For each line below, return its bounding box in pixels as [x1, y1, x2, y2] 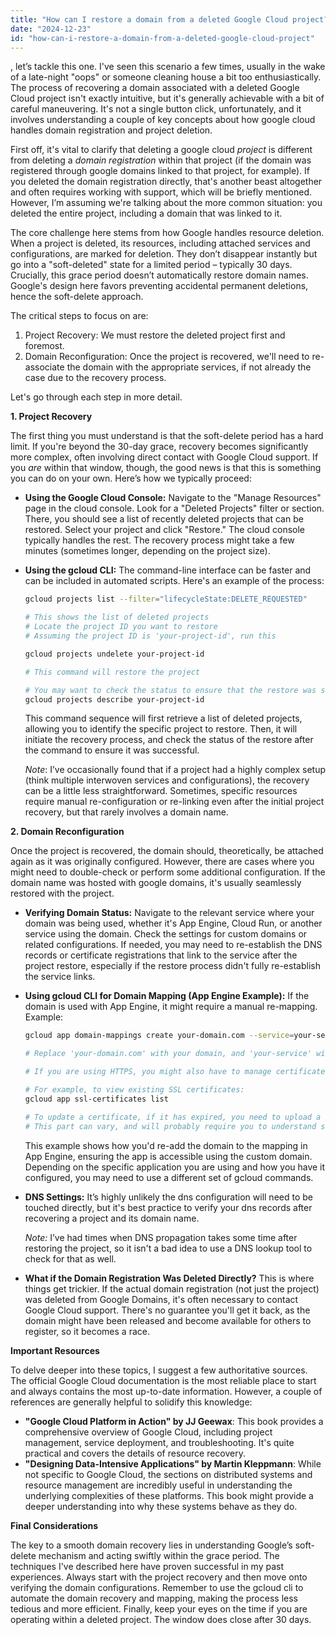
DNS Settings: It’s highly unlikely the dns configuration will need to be [24, 1191, 313, 1203]
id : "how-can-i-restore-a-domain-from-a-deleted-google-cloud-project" [10, 33, 315, 43]
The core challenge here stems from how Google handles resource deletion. [10, 227, 325, 239]
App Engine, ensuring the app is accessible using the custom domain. [24, 1150, 313, 1162]
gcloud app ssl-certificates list [24, 1094, 169, 1104]
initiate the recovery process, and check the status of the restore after [24, 734, 314, 746]
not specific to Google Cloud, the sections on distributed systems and [24, 1468, 313, 1480]
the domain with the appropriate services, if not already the [66, 361, 312, 373]
